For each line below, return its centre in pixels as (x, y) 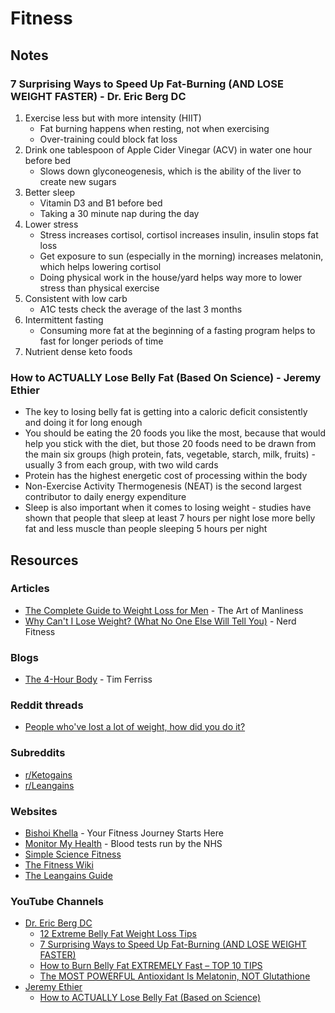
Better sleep (50, 192)
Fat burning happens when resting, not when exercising (154, 128)
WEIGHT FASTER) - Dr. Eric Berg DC (98, 96)
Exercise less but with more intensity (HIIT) (113, 118)
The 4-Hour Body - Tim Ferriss (88, 679)
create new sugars (78, 181)
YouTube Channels (57, 901)
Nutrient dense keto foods (78, 351)
